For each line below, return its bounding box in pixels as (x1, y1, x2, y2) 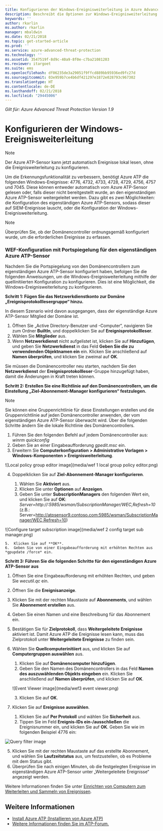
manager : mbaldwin (5, 30, 42, 35)
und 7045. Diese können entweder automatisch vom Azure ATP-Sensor (5, 185, 148, 190)
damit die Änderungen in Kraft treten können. (5, 373, 96, 380)
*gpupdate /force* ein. (5, 550, 53, 555)
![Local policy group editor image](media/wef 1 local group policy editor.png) (5, 462, 158, 468)
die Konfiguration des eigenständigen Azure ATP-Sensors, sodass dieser (5, 200, 151, 206)
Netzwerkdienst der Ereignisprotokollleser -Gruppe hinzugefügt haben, (5, 369, 150, 374)
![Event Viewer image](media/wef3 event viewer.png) (12, 685, 119, 691)
